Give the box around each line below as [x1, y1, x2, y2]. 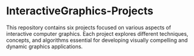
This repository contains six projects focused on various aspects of [6, 24, 171, 31]
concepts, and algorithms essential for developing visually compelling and [6, 36, 188, 43]
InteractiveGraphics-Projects [6, 4, 154, 18]
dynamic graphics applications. [6, 43, 83, 50]
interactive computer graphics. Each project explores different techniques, [6, 30, 189, 37]
